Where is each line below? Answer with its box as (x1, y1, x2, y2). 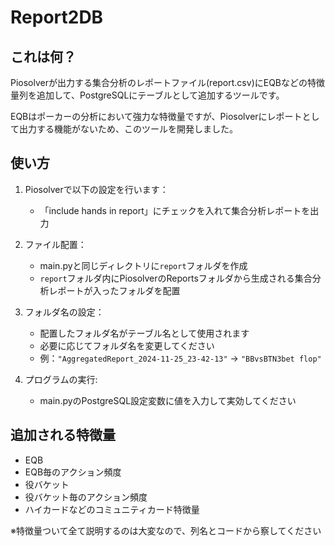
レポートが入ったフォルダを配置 (48, 284, 181, 296)
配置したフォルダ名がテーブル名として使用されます (39, 327, 250, 339)
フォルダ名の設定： (24, 306, 105, 318)
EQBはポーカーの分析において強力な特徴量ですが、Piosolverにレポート (10, 111, 303, 122)
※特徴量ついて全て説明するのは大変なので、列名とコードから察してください (10, 524, 322, 536)
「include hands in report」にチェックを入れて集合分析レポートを (39, 204, 311, 216)
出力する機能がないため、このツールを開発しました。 (18, 123, 238, 135)
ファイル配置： (24, 238, 87, 250)
